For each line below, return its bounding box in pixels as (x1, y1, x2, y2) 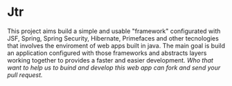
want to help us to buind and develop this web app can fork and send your (7, 63, 221, 72)
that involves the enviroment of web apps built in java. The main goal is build (7, 41, 226, 50)
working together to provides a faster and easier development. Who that (7, 56, 213, 64)
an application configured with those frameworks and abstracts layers (7, 49, 207, 57)
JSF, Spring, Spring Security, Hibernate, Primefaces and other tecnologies (7, 34, 220, 42)
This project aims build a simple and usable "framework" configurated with (7, 27, 221, 35)
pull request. (7, 70, 43, 79)
